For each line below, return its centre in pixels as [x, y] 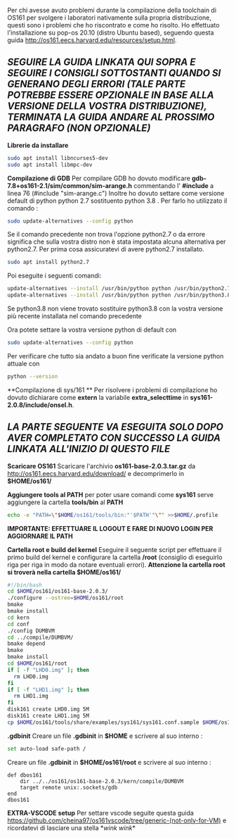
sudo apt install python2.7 [48, 262]
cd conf [19, 624]
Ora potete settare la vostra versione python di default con [92, 330]
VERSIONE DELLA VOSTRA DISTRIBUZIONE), [107, 106]
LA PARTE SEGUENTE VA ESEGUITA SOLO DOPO [115, 427]
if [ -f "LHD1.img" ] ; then [48, 689]
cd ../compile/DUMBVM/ [40, 637]
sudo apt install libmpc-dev [50, 165]
